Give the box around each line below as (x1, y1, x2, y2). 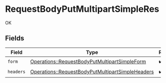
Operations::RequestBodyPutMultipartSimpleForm (30, 58, 146, 65)
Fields (5, 34, 25, 42)
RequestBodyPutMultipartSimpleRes (5, 3, 160, 15)
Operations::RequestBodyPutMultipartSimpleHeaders (30, 68, 154, 75)
